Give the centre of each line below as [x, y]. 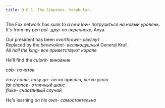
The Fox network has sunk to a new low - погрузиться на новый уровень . [83, 24]
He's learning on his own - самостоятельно [51, 100]
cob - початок [20, 70]
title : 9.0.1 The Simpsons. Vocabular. [49, 10]
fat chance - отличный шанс [35, 85]
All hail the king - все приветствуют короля [51, 50]
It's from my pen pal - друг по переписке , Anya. [56, 30]
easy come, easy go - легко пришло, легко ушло [57, 79]
